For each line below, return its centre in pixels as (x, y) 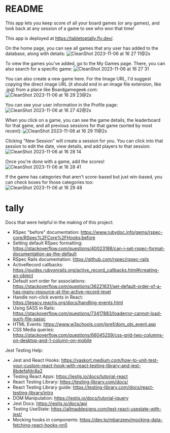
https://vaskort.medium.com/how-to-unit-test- (110, 360)
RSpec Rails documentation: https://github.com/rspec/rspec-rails (81, 259)
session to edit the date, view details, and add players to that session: (78, 146)
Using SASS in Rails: (34, 308)
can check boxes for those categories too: (49, 182)
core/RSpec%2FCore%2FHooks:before (54, 237)
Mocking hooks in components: (45, 420)
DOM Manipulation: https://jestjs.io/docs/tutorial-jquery (71, 398)
